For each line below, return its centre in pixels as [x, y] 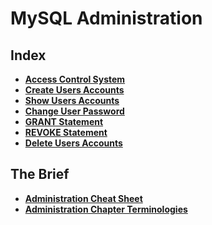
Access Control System [75, 79]
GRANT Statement [64, 121]
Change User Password [74, 111]
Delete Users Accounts [73, 143]
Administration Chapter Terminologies [106, 209]
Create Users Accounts [74, 90]
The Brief [40, 174]
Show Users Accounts [72, 100]
